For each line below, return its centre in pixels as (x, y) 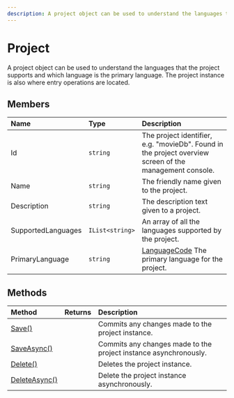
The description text (174, 201)
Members (29, 104)
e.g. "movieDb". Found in (182, 144)
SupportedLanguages (46, 231)
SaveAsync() (32, 349)
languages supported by (181, 231)
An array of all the (171, 222)
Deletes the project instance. (145, 365)
